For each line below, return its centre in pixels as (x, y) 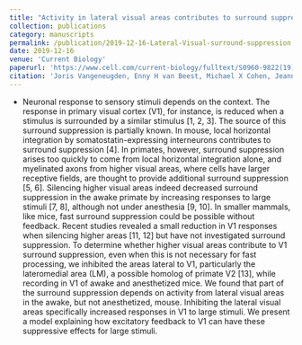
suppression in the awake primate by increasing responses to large (147, 197)
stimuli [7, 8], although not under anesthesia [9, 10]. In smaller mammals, (156, 207)
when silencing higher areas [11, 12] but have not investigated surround (154, 235)
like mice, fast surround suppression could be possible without (138, 216)
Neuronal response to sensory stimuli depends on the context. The (146, 102)
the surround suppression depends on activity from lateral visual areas (153, 292)
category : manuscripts (52, 34)
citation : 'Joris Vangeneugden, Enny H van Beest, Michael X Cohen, (140, 76)
